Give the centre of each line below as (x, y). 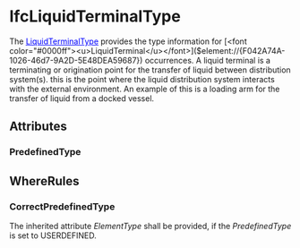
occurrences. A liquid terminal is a (208, 60)
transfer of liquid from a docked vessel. (82, 98)
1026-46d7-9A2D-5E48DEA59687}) (76, 60)
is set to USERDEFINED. (53, 235)
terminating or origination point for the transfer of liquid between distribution (150, 70)
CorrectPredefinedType (62, 206)
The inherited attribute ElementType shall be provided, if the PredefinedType (150, 226)
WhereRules (44, 181)
